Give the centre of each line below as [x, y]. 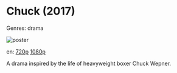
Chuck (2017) [41, 11]
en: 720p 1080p [26, 51]
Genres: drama [25, 28]
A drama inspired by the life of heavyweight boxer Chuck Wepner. [89, 63]
